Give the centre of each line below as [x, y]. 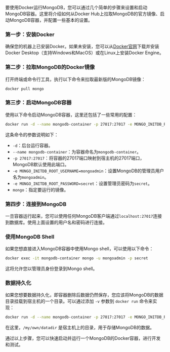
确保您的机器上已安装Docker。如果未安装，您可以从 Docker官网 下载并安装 [82, 47]
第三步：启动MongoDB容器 [38, 103]
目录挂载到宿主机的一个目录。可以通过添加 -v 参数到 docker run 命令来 [79, 301]
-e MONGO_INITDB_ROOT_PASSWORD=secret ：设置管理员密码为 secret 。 [82, 183]
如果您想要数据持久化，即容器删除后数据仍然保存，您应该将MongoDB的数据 [84, 295]
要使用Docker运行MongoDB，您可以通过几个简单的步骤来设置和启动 [76, 7]
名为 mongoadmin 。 [31, 177]
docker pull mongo [25, 89]
